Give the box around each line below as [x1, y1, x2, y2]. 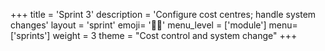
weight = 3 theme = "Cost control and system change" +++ [52, 30, 298, 41]
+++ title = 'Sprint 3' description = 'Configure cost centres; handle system [10, 9, 317, 20]
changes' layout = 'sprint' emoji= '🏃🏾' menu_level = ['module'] [10, 19, 267, 31]
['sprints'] [10, 30, 51, 41]
